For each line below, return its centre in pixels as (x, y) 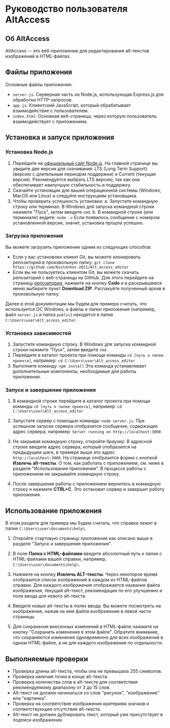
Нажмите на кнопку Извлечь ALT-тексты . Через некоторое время (85, 575)
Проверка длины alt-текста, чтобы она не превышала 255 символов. (87, 671)
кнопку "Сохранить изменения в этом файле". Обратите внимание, (86, 632)
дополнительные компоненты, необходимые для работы (74, 371)
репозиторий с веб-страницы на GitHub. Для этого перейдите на (83, 277)
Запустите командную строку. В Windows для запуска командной (84, 344)
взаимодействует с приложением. (50, 121)
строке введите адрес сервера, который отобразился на (75, 447)
